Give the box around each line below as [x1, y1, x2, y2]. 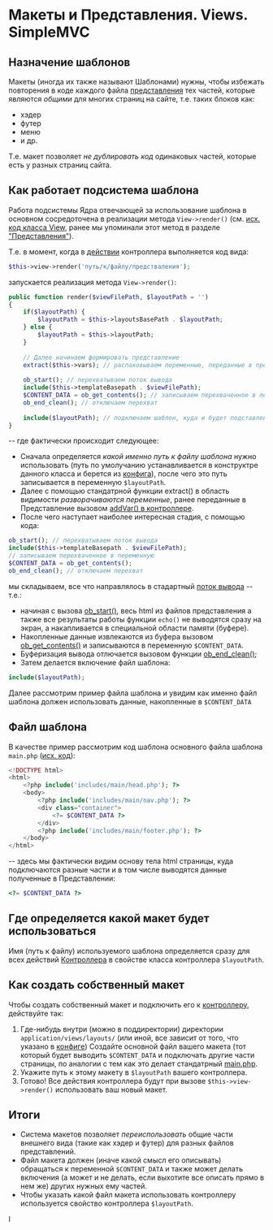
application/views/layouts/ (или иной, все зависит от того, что [19, 1033, 239, 1042]
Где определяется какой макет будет [8, 912, 210, 925]
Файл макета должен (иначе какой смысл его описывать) [19, 1155, 222, 1165]
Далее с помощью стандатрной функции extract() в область [19, 486, 230, 496]
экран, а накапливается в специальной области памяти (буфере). [19, 623, 249, 633]
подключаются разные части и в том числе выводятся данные [8, 865, 227, 875]
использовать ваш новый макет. [55, 1085, 168, 1094]
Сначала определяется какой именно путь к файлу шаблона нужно [19, 452, 257, 461]
